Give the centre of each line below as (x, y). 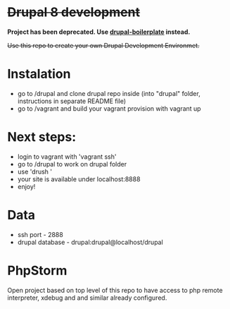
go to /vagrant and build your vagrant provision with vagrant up (109, 108)
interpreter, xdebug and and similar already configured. (87, 298)
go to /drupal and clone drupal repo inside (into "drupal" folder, (109, 93)
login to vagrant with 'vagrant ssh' (67, 157)
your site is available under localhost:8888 (79, 179)
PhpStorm (37, 271)
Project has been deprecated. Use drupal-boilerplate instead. (99, 32)
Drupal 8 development (74, 12)
